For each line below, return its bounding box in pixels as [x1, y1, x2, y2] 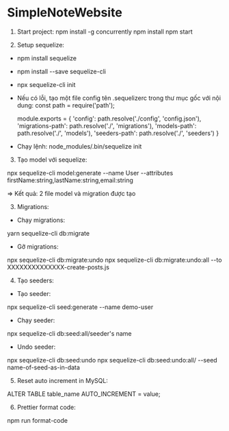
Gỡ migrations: [16, 242, 59, 251]
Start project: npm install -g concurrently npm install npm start [16, 27, 193, 36]
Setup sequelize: [16, 40, 65, 49]
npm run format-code [7, 416, 68, 424]
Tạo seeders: [16, 276, 55, 284]
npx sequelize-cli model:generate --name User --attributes [7, 169, 174, 177]
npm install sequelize [16, 53, 77, 62]
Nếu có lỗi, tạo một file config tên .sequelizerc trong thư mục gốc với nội [16, 94, 221, 102]
